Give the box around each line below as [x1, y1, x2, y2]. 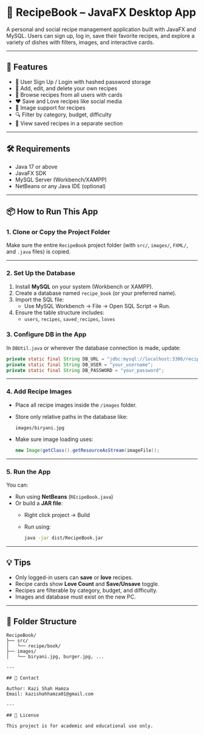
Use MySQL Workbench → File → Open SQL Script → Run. [24, 302, 171, 309]
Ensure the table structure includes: [15, 309, 104, 316]
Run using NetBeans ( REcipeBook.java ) [15, 493, 114, 500]
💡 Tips [6, 557, 32, 568]
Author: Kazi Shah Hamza [6, 686, 69, 692]
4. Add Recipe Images [6, 387, 72, 396]
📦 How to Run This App [6, 206, 98, 217]
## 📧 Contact [6, 675, 39, 681]
